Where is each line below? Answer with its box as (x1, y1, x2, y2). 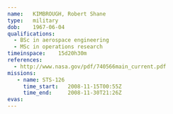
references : (7, 57, 43, 64)
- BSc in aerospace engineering (13, 37, 110, 44)
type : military (7, 17, 59, 24)
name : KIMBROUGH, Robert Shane (7, 10, 106, 18)
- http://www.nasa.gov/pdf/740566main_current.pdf (13, 63, 167, 70)
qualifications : (7, 30, 55, 38)
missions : (7, 69, 37, 76)
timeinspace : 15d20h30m (7, 50, 87, 57)
